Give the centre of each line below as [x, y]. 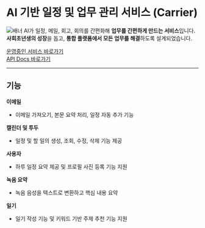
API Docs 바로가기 [28, 59]
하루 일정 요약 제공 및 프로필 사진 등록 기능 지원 [71, 166]
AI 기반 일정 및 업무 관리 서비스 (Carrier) [102, 13]
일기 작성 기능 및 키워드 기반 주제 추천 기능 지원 [71, 218]
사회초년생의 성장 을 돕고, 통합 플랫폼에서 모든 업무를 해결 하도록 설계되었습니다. [99, 38]
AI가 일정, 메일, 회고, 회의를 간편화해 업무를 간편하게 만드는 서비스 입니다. [110, 31]
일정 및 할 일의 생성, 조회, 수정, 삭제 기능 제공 [69, 141]
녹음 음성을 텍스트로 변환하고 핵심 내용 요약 [67, 193]
